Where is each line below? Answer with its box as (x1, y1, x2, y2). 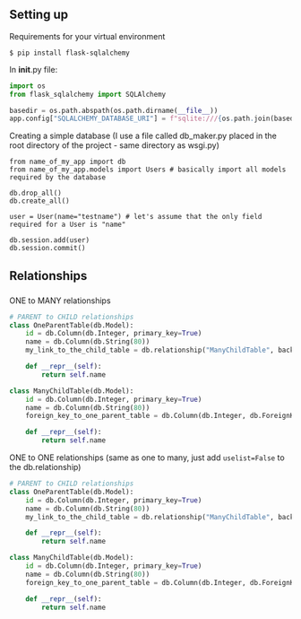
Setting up (9, 7, 69, 22)
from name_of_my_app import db (9, 157, 126, 167)
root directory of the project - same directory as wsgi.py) (9, 140, 219, 151)
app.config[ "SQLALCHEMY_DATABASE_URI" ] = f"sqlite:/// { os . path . (9, 114, 254, 124)
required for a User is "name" (9, 220, 126, 230)
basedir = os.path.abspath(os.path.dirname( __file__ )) (9, 106, 219, 115)
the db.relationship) (9, 462, 82, 472)
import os (9, 81, 47, 91)
